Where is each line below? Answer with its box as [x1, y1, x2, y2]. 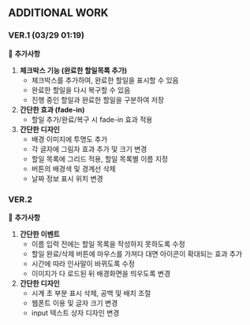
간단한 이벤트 [19, 229, 61, 238]
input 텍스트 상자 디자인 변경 [31, 308, 120, 317]
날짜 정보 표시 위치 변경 [31, 173, 104, 183]
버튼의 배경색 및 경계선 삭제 [31, 164, 116, 173]
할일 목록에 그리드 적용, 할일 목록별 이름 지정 [31, 153, 168, 164]
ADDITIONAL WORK [8, 6, 109, 20]
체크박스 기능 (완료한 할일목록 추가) [19, 65, 128, 75]
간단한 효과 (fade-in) [19, 105, 85, 114]
